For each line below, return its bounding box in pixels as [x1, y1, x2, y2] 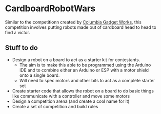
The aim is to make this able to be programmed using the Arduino [19, 62, 151, 68]
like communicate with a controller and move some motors [12, 93, 130, 99]
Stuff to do [5, 44, 38, 52]
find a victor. [5, 29, 30, 35]
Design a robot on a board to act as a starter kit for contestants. [12, 57, 140, 63]
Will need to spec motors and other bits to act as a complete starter [19, 77, 155, 83]
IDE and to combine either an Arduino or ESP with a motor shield [19, 67, 149, 73]
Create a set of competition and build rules [12, 103, 99, 109]
